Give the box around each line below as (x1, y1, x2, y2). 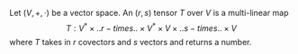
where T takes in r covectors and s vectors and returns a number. (9, 36, 252, 47)
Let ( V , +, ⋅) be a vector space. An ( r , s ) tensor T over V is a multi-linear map (9, 8, 290, 18)
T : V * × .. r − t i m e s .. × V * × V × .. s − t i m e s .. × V (66, 21, 237, 34)
